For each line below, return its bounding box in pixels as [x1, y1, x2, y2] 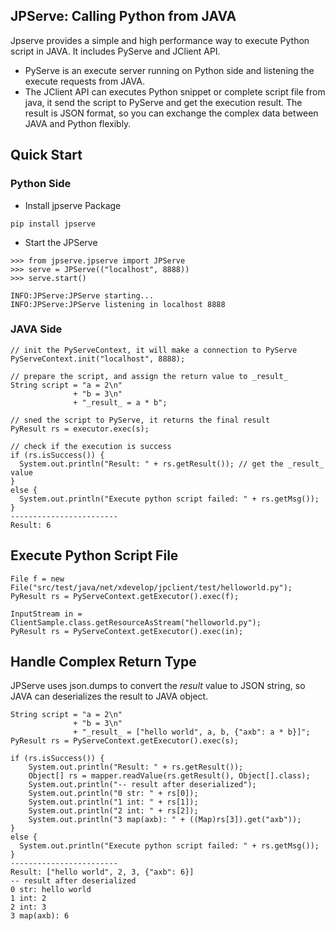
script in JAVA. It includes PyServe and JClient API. [10, 45, 221, 57]
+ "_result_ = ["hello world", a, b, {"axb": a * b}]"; [73, 727, 311, 738]
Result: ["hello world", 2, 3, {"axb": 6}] [10, 867, 195, 878]
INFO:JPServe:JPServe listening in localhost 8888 [10, 299, 226, 309]
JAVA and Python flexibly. [24, 117, 132, 129]
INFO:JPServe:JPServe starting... [10, 290, 155, 301]
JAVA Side [10, 322, 63, 336]
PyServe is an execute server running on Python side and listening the [24, 64, 315, 76]
